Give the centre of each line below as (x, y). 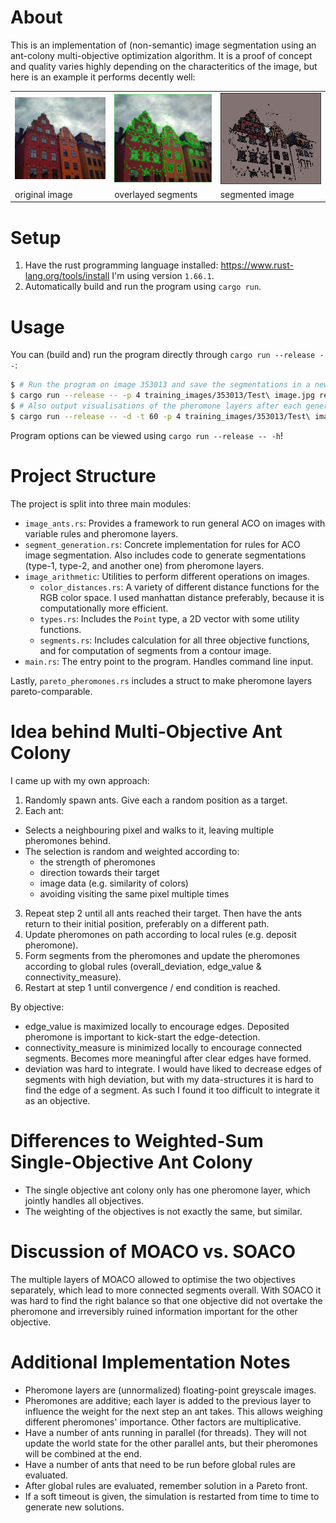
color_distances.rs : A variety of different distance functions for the (179, 587)
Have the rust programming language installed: (121, 265)
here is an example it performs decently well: (103, 77)
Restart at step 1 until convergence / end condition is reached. (152, 987)
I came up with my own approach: (80, 780)
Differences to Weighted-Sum (137, 1140)
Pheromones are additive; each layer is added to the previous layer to (168, 1400)
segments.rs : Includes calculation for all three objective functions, (174, 640)
